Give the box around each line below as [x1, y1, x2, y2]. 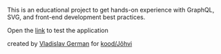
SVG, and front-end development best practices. [7, 13, 146, 21]
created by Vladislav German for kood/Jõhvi [7, 40, 133, 47]
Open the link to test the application [7, 27, 108, 34]
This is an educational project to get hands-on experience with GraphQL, [7, 6, 215, 14]
